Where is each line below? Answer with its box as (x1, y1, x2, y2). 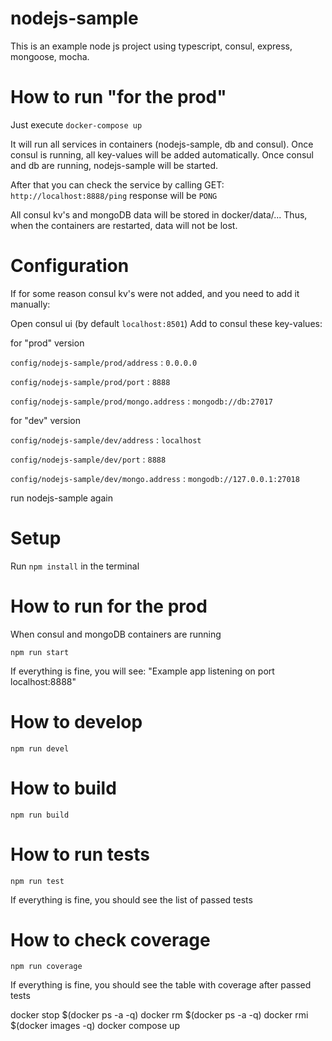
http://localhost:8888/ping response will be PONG (10, 189, 218, 201)
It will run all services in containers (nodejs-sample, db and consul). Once (10, 138, 314, 150)
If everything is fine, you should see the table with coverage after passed (10, 979, 312, 991)
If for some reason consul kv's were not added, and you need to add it (10, 287, 300, 299)
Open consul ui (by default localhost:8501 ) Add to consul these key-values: (10, 317, 323, 329)
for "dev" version (10, 414, 81, 426)
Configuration (10, 255, 130, 277)
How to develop (10, 710, 143, 733)
